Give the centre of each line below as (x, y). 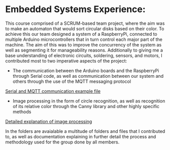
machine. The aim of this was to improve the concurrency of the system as (83, 44)
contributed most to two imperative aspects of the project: (66, 61)
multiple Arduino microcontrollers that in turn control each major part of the (84, 39)
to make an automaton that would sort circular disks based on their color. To (85, 28)
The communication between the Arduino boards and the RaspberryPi (86, 70)
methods (22, 112)
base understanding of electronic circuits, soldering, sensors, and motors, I (84, 55)
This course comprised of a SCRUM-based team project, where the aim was (85, 23)
